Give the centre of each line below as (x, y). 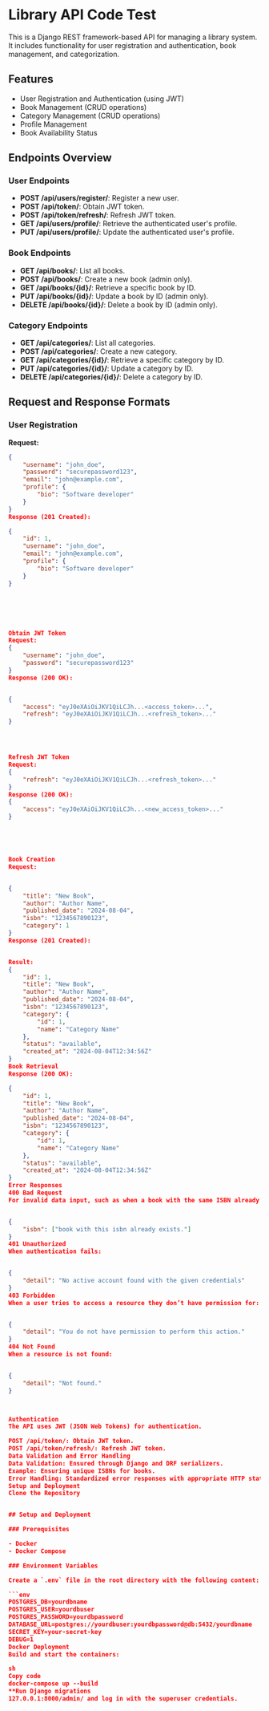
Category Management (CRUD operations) (90, 116)
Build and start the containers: (64, 1654)
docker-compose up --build (53, 1684)
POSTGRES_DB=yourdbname (48, 1602)
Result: (21, 962)
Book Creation (32, 860)
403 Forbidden (32, 1295)
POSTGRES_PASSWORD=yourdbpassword (66, 1617)
